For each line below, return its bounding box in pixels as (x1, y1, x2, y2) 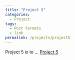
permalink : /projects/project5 (5, 35, 70, 40)
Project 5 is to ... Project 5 (5, 48, 58, 55)
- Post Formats (9, 26, 41, 31)
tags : (5, 21, 16, 26)
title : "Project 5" (5, 7, 46, 12)
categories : (5, 12, 30, 17)
